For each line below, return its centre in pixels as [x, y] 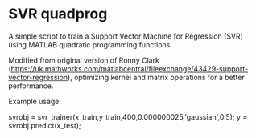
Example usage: [35, 101]
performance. [31, 86]
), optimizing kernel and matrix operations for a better [156, 77]
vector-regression [38, 77]
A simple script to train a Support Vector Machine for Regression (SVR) [126, 36]
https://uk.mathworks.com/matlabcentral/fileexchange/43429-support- [129, 68]
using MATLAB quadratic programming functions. [91, 44]
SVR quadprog [58, 14]
